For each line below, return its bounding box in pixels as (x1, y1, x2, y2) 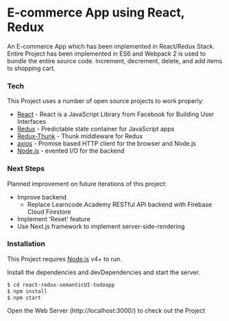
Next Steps (7, 164, 45, 173)
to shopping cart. (7, 64, 56, 72)
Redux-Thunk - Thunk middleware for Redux (16, 132, 143, 140)
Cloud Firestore (27, 208, 71, 216)
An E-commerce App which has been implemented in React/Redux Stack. (7, 42, 215, 50)
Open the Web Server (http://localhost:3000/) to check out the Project (7, 307, 206, 315)
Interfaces (16, 118, 47, 126)
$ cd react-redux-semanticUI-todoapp (7, 281, 115, 288)
